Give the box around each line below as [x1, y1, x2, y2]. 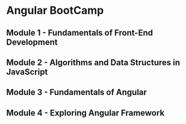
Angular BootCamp [6, 4, 104, 17]
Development [6, 37, 58, 47]
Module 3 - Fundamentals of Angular [6, 87, 147, 98]
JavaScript [6, 67, 48, 77]
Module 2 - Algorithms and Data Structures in [6, 57, 181, 67]
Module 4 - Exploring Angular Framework [6, 108, 165, 118]
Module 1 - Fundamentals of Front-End [6, 28, 153, 38]
